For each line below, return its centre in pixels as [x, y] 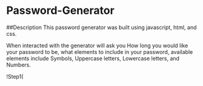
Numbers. [19, 65]
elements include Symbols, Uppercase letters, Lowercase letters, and [93, 58]
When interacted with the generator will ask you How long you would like [97, 45]
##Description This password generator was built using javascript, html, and [101, 27]
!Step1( [15, 76]
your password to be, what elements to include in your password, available [100, 51]
